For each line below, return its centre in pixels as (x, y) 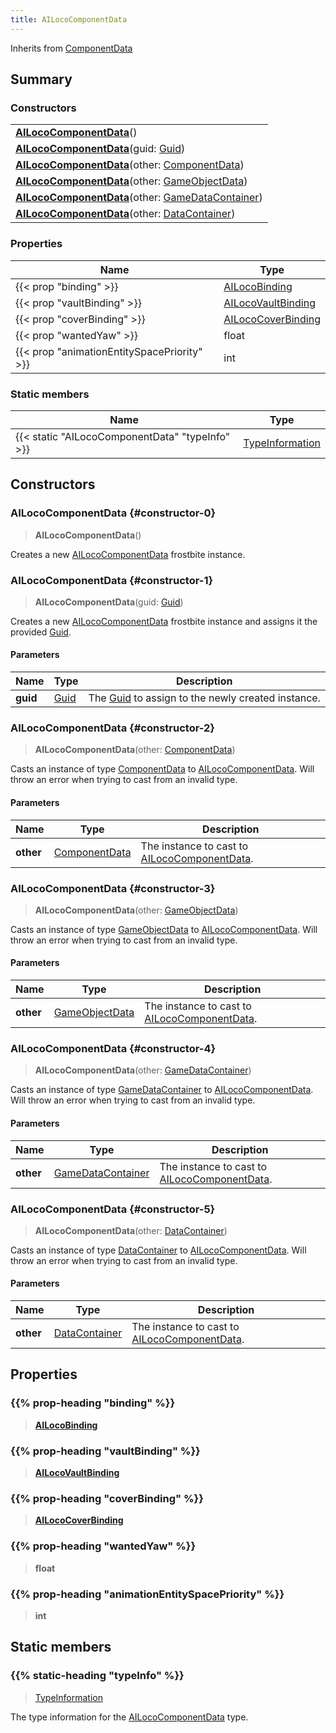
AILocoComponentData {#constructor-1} (112, 580)
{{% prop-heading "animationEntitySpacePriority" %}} (147, 1594)
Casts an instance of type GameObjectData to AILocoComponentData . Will (164, 929)
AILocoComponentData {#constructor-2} (113, 728)
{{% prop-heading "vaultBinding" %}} (105, 1451)
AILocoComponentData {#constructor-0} (113, 513)
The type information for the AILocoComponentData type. (129, 1717)
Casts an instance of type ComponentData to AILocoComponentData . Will (162, 769)
